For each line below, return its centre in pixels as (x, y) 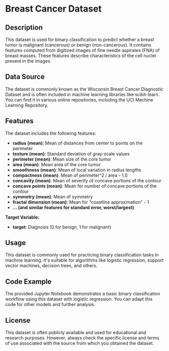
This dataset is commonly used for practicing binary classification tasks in (82, 255)
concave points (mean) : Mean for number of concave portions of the (84, 186)
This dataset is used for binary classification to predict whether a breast (80, 39)
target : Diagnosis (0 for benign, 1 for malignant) (62, 227)
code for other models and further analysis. (50, 305)
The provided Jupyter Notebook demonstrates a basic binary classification (83, 294)
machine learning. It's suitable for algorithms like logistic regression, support (84, 260)
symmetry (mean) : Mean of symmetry (53, 196)
